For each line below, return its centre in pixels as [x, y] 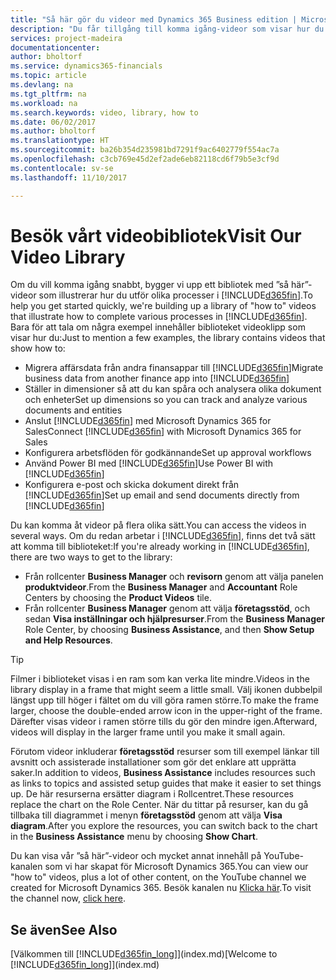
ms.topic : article [48, 76]
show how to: [38, 348]
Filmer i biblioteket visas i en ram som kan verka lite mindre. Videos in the [160, 679]
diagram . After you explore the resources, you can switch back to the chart [164, 826]
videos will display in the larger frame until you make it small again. [148, 732]
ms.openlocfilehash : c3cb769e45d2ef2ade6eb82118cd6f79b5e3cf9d [145, 159]
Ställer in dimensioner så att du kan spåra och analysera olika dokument [173, 389]
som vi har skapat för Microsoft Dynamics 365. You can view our [176, 867]
